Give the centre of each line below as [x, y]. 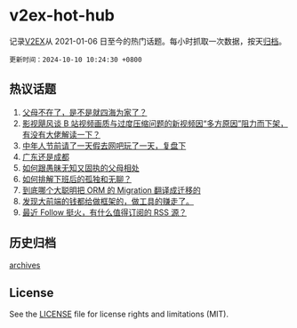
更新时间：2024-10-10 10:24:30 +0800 [76, 60]
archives [25, 265]
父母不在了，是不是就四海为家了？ [84, 112]
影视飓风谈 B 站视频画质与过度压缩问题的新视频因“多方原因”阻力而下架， [155, 123]
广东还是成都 [45, 156]
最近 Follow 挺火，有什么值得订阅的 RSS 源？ [104, 212]
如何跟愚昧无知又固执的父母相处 [80, 168]
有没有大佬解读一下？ [61, 134]
